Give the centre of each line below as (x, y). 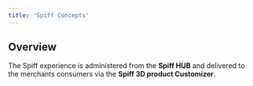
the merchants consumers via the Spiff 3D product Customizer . (112, 74)
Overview (33, 47)
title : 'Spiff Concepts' (49, 15)
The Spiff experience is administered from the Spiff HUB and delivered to (126, 66)
